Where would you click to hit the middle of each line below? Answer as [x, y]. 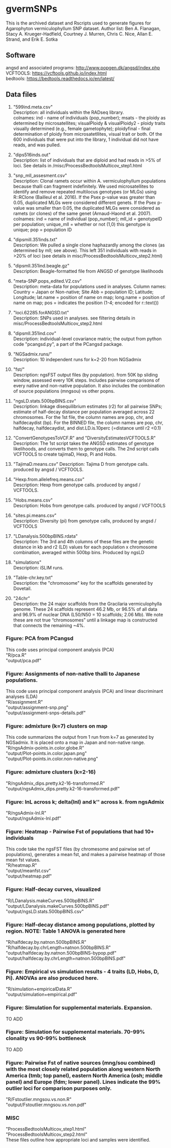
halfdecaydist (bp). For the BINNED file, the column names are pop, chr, [88, 422]
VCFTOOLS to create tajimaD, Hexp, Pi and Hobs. [65, 454]
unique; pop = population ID [42, 230]
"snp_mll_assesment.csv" [40, 175]
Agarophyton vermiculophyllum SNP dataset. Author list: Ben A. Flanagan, [83, 28]
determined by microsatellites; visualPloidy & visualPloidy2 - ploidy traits [89, 123]
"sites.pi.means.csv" [35, 515]
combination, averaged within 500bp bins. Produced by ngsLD [79, 552]
